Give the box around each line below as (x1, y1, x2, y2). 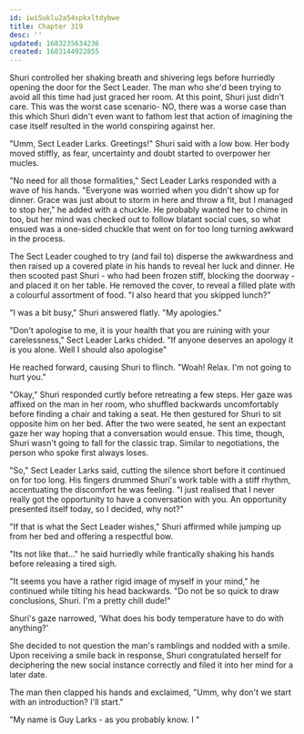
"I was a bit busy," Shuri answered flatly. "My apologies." (9, 307, 223, 319)
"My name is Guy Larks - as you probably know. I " (9, 714, 200, 725)
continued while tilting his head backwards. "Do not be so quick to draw (9, 586, 279, 596)
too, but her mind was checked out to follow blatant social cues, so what (9, 214, 281, 225)
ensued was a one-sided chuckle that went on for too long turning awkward (9, 224, 294, 235)
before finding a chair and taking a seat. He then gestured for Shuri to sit (9, 409, 282, 420)
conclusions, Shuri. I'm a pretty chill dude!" (9, 596, 171, 607)
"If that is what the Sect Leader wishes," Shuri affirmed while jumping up (9, 521, 282, 533)
